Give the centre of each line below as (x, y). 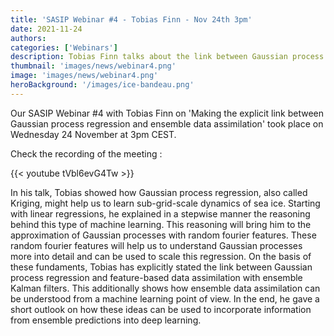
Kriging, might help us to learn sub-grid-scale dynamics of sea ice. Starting (165, 203)
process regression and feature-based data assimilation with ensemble (156, 277)
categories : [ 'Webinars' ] (64, 47)
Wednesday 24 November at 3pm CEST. (93, 134)
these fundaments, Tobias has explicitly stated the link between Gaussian (161, 267)
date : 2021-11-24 (46, 29)
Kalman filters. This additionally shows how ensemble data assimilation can (165, 288)
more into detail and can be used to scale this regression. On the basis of (161, 256)
